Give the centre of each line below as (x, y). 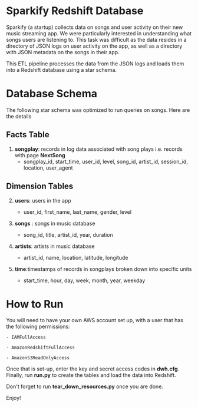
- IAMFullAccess (26, 337)
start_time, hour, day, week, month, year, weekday (84, 280)
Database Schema (52, 94)
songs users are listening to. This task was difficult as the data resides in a (96, 39)
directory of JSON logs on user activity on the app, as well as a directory (94, 46)
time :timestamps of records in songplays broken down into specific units (103, 269)
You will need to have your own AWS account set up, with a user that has (95, 320)
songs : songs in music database (55, 223)
